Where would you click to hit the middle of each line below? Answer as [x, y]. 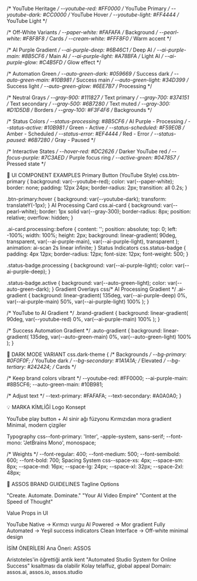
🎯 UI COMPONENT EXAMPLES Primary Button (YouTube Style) [82, 175]
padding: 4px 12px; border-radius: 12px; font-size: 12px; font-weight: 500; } [98, 254]
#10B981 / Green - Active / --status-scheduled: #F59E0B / [114, 128]
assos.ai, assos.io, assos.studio [45, 572]
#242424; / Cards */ [52, 367]
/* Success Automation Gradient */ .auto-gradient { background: [84, 330]
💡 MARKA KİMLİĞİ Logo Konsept [46, 407]
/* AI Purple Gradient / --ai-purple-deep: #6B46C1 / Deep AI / [81, 50]
